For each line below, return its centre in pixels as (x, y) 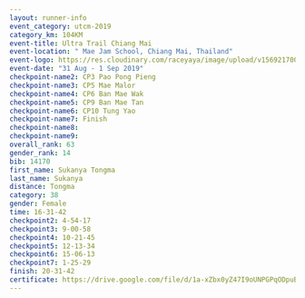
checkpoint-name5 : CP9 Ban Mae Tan (77, 102)
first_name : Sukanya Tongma (63, 170)
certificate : (34, 280)
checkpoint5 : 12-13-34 (52, 246)
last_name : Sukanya (46, 178)
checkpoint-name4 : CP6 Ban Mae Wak (77, 94)
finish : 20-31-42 (42, 272)
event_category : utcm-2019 (60, 26)
